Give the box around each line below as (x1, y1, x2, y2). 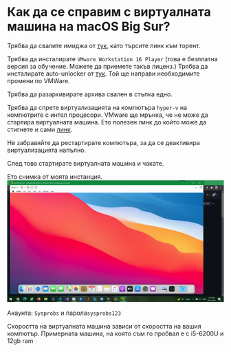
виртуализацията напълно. (7, 146, 87, 154)
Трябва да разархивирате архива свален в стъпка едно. (7, 90, 173, 98)
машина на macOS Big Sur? (7, 19, 170, 34)
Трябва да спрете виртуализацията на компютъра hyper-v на (7, 103, 188, 111)
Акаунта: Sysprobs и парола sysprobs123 (7, 309, 122, 317)
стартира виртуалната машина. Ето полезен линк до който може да (7, 118, 207, 126)
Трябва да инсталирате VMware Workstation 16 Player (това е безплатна (7, 54, 218, 63)
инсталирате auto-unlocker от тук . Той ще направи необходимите (7, 69, 201, 78)
